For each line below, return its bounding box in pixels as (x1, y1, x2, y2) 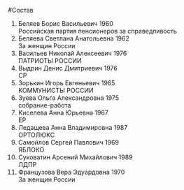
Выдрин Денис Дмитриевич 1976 (17, 64, 118, 72)
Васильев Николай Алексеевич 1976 (17, 49, 127, 57)
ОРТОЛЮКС (17, 131, 55, 139)
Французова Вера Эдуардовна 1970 (17, 168, 125, 176)
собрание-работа (17, 101, 71, 109)
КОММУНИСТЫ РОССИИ (17, 87, 94, 94)
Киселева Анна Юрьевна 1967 (17, 108, 109, 117)
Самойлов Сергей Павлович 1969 (17, 138, 120, 146)
